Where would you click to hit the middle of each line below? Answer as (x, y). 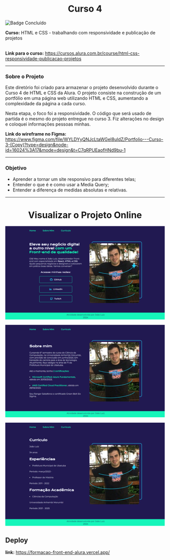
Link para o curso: (25, 53)
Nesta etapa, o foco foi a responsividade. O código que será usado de (78, 113)
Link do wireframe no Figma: (36, 134)
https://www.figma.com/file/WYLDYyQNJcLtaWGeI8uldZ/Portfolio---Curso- (84, 139)
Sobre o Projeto (25, 76)
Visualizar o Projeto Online (85, 215)
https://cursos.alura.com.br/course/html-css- (92, 53)
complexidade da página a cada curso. (46, 104)
